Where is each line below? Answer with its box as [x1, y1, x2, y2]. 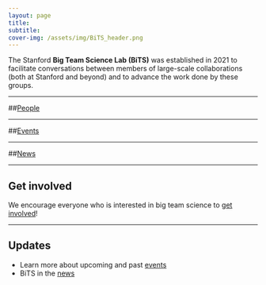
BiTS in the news [19, 268, 75, 278]
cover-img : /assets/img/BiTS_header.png [8, 33, 144, 42]
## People [8, 104, 40, 113]
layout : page [8, 11, 51, 20]
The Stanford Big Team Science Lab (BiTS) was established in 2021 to [8, 55, 237, 65]
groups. [8, 81, 34, 90]
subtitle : [8, 26, 41, 34]
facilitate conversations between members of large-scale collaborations [8, 64, 243, 74]
